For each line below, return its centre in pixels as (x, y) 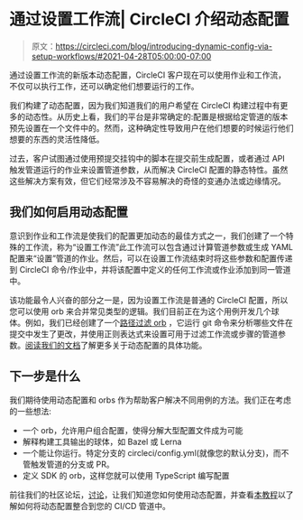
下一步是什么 (45, 376)
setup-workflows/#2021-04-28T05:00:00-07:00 (121, 56)
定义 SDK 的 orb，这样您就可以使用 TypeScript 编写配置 (126, 475)
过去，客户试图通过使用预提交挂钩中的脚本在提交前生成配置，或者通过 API (147, 158)
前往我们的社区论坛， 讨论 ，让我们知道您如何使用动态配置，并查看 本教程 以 (147, 495)
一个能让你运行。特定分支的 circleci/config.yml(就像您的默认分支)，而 (151, 452)
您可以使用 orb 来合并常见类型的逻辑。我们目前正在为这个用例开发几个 (141, 311)
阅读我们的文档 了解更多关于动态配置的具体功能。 (116, 345)
